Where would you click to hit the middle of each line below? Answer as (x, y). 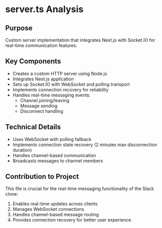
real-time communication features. (41, 45)
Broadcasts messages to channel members (58, 161)
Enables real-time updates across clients (55, 204)
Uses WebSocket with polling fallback (52, 139)
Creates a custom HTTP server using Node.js (60, 73)
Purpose (19, 28)
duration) (22, 150)
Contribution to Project (42, 177)
